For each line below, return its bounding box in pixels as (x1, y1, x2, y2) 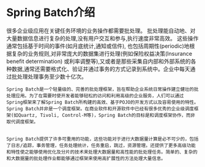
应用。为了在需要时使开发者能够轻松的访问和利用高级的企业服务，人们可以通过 (15, 92, 184, 98)
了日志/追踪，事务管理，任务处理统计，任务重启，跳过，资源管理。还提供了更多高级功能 (6, 142, 196, 149)
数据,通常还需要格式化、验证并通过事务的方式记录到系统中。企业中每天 (11, 65, 191, 72)
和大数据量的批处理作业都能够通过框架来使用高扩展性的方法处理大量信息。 (6, 155, 166, 161)
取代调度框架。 (6, 119, 39, 125)
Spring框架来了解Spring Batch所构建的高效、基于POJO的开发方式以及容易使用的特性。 (6, 99, 199, 105)
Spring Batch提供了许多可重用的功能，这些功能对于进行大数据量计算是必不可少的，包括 (6, 136, 199, 142)
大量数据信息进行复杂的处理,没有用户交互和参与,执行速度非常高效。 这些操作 (6, 34, 199, 42)
